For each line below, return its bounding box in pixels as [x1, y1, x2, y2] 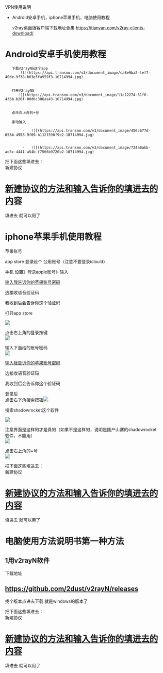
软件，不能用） [5, 432, 35, 438]
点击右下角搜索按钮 [5, 397, 44, 403]
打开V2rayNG [11, 88, 34, 93]
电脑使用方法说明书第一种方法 [5, 536, 125, 547]
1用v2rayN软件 [5, 557, 50, 565]
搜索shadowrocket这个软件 [5, 407, 59, 413]
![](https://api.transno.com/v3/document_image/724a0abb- [31, 145, 151, 150]
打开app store [5, 310, 33, 316]
